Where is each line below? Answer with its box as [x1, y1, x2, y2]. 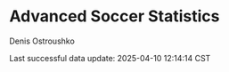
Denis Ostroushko [9, 36, 76, 46]
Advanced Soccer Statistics [9, 6, 220, 27]
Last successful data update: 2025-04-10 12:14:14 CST [9, 52, 211, 63]
